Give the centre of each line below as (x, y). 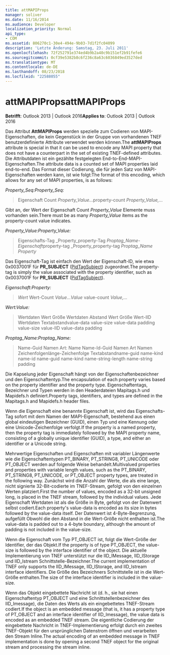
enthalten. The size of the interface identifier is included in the (84, 577)
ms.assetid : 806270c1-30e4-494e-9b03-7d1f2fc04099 (60, 43)
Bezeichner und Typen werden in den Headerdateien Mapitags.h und (78, 390)
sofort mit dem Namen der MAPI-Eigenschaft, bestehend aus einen (85, 416)
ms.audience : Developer (31, 24)
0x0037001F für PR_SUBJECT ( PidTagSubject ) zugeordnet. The (72, 267)
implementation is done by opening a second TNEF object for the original (82, 641)
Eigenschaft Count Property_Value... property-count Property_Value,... (90, 200)
